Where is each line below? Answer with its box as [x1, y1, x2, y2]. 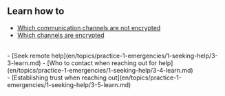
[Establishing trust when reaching [11, 73, 107, 82]
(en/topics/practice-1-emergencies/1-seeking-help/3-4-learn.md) [7, 66, 194, 74]
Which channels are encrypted [17, 31, 105, 39]
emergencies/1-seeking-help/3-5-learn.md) [7, 80, 131, 88]
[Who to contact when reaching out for [47, 58, 158, 67]
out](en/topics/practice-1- [107, 73, 182, 82]
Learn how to [7, 5, 65, 17]
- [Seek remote [7, 51, 50, 60]
